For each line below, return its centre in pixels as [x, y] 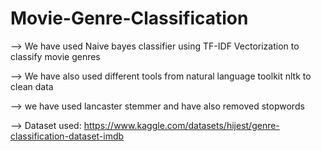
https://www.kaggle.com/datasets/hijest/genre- [181, 125]
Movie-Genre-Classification [129, 18]
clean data [32, 86]
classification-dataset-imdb [67, 136]
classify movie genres [55, 56]
